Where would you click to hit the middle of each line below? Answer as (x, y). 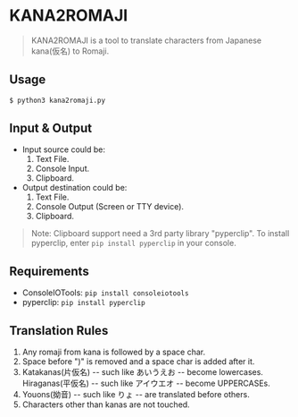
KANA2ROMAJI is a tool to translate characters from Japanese (146, 40)
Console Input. (62, 169)
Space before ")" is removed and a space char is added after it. (138, 362)
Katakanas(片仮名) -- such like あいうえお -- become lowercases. (142, 372)
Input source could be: (63, 149)
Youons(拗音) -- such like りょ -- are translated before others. (136, 395)
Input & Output (50, 128)
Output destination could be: (74, 188)
